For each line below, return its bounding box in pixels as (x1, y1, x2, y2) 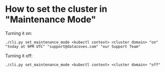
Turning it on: (5, 30, 32, 36)
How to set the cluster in (5, 3, 108, 15)
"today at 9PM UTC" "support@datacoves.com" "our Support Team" (5, 44, 141, 49)
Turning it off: (5, 53, 33, 59)
